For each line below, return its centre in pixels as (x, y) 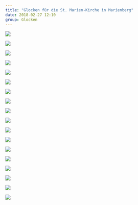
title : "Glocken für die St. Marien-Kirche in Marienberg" (70, 10)
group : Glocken (21, 19)
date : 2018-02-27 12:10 (31, 15)
